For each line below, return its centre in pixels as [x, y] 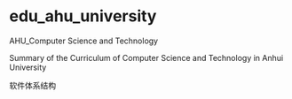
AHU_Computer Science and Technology [83, 41]
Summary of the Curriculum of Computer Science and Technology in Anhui [146, 57]
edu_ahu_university [83, 16]
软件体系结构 [32, 85]
